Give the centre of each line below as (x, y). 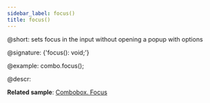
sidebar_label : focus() (41, 13)
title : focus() (29, 20)
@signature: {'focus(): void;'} (48, 53)
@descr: (19, 78)
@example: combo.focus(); (46, 65)
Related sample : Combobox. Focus (57, 92)
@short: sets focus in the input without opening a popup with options (105, 39)
